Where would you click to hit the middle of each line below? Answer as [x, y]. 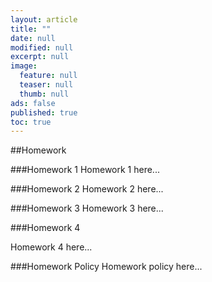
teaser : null [46, 85]
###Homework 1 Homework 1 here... [85, 170]
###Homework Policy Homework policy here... [106, 267]
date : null [33, 38]
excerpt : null [40, 57]
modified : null [42, 47]
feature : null [48, 76]
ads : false [33, 103]
